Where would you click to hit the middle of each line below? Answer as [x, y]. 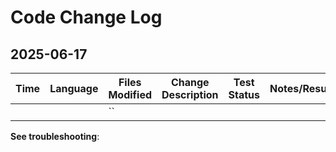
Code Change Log [86, 17]
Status [244, 94]
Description [190, 94]
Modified [130, 94]
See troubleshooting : [55, 136]
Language [74, 88]
